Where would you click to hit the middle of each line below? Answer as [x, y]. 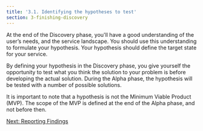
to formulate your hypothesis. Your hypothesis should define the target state [101, 47]
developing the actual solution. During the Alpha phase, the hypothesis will [99, 78]
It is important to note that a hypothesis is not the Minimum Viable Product [99, 97]
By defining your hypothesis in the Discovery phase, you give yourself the [98, 65]
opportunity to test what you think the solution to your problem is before [96, 72]
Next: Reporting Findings [37, 121]
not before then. [26, 109]
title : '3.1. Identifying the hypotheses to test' [72, 12]
